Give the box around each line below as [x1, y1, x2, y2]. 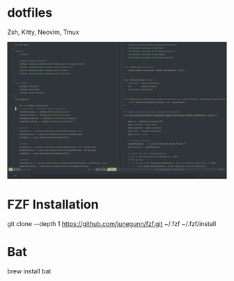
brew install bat [7, 266, 52, 275]
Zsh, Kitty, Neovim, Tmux [7, 28, 79, 36]
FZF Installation [7, 197, 99, 213]
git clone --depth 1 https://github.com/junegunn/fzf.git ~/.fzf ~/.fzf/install [7, 219, 217, 227]
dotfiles [7, 5, 53, 21]
